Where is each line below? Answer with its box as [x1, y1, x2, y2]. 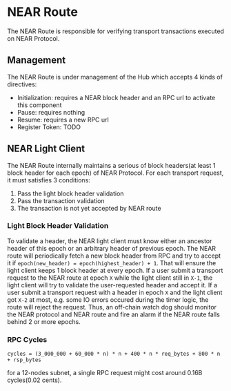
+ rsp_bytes [7, 356, 41, 363]
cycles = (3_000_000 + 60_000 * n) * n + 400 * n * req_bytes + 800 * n [7, 350, 221, 358]
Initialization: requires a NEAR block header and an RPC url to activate [17, 93, 216, 102]
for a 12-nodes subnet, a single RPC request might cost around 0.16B [7, 369, 203, 377]
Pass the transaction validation [17, 196, 105, 204]
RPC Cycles [7, 334, 48, 344]
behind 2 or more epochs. [7, 317, 81, 325]
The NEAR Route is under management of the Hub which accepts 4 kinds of [7, 73, 223, 81]
